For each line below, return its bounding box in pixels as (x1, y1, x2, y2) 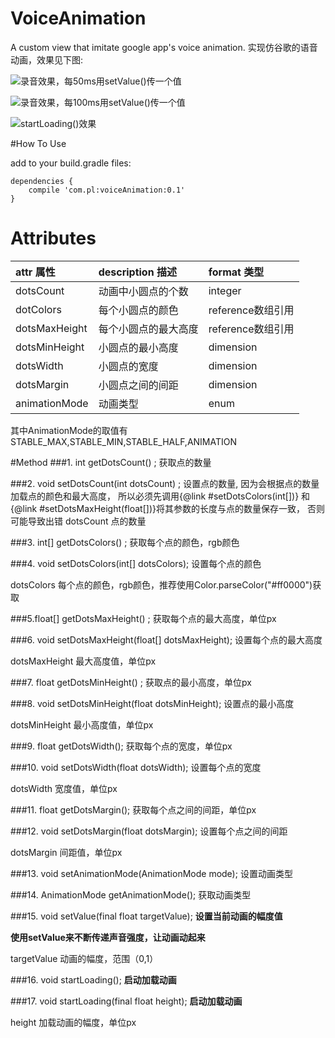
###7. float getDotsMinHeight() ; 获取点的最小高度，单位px (10, 676, 252, 688)
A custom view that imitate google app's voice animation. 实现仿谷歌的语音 (10, 41, 318, 53)
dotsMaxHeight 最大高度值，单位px (10, 655, 157, 667)
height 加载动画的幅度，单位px (10, 1016, 137, 1028)
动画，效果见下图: (10, 53, 84, 66)
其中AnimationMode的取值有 (10, 424, 128, 436)
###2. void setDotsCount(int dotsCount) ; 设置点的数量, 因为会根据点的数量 (10, 477, 320, 489)
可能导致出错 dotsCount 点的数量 (10, 515, 147, 527)
